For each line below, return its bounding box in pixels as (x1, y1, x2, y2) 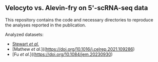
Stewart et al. (12, 41, 39, 47)
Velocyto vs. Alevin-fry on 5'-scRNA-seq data (5, 4, 148, 12)
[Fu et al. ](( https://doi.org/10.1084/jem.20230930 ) (12, 51, 113, 57)
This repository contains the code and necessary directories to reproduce (5, 17, 154, 22)
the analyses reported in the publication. (5, 22, 86, 28)
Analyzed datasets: (5, 31, 44, 37)
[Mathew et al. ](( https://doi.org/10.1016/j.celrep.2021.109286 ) (12, 46, 135, 52)
